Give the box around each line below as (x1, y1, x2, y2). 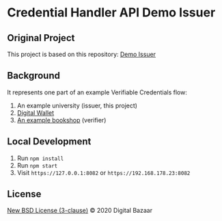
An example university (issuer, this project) (16, 101, 138, 109)
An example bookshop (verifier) (16, 116, 107, 124)
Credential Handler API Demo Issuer (7, 5, 216, 21)
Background (7, 70, 60, 81)
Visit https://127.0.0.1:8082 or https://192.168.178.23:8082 (16, 168, 191, 177)
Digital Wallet (16, 108, 55, 117)
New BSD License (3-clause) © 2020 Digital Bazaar (7, 207, 152, 215)
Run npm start (16, 161, 58, 169)
